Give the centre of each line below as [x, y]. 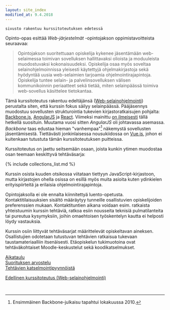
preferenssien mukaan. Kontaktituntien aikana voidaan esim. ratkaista [78, 205]
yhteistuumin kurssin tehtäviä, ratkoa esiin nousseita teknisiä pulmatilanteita [84, 211]
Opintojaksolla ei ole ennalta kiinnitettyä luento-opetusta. [65, 195]
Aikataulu [15, 257]
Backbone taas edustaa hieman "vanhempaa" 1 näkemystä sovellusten [78, 128]
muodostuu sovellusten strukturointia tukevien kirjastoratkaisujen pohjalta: [83, 111]
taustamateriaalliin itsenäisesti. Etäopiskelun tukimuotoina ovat [70, 242]
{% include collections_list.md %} [40, 164]
